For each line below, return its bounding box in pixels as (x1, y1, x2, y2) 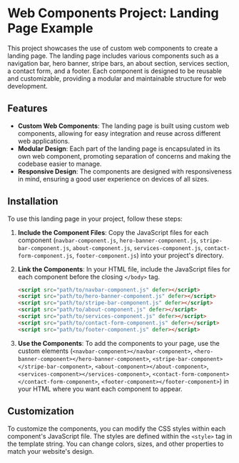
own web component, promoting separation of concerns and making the (17, 151, 231, 160)
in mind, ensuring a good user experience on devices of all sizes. (17, 174, 209, 183)
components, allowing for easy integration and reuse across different (17, 129, 221, 137)
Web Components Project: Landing (7, 5, 219, 21)
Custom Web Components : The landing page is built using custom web (17, 121, 230, 130)
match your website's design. (7, 447, 94, 455)
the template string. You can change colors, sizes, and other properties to (7, 439, 224, 448)
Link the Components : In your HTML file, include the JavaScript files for (17, 264, 230, 273)
